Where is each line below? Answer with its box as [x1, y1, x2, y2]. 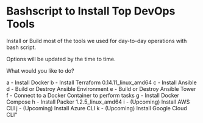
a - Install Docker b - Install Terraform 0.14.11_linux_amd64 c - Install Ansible [6, 79, 197, 86]
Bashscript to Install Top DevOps [6, 4, 176, 18]
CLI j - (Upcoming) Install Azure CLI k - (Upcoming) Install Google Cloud [6, 104, 187, 111]
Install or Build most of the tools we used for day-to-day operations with [6, 37, 187, 44]
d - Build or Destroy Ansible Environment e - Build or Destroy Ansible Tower [6, 85, 196, 92]
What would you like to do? [6, 67, 74, 74]
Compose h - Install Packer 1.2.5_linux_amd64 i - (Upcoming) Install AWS [6, 98, 190, 105]
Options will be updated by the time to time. [6, 55, 116, 62]
